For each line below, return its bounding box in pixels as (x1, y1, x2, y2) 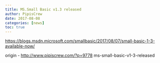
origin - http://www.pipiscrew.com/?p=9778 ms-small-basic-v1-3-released (5, 52, 155, 58)
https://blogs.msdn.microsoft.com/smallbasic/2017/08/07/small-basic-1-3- (5, 38, 155, 44)
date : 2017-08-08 (5, 16, 40, 21)
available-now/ (5, 43, 35, 49)
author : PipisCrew (5, 12, 42, 16)
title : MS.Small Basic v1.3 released (5, 7, 82, 12)
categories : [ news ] (5, 20, 45, 25)
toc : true (5, 25, 25, 30)
